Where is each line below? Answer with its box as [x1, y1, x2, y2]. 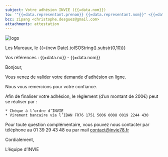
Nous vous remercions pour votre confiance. [5, 84, 97, 90]
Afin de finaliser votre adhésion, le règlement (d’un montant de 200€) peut [5, 93, 158, 99]
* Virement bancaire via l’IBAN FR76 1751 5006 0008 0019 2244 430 [5, 113, 149, 118]
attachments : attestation [5, 21, 59, 27]
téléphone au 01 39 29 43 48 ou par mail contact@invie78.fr [5, 127, 129, 133]
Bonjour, [5, 64, 22, 70]
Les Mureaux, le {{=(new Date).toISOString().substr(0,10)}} [5, 45, 126, 51]
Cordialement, [5, 136, 34, 143]
